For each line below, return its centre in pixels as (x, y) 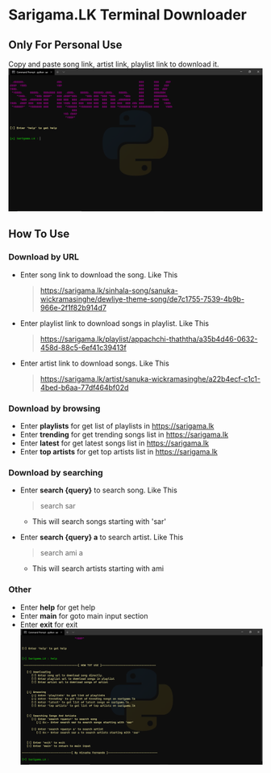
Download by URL (44, 257)
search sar (58, 506)
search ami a (61, 553)
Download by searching (56, 472)
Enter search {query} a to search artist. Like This (102, 537)
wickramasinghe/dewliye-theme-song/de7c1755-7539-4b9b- (142, 299)
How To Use (39, 234)
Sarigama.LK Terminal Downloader (128, 15)
